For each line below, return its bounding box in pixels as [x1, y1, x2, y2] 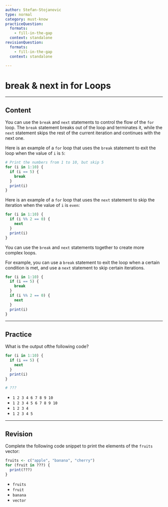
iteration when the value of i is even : [5, 202, 80, 208]
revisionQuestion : [5, 40, 43, 45]
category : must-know [5, 17, 48, 22]
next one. [5, 135, 25, 141]
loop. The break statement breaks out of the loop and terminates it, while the [5, 125, 162, 131]
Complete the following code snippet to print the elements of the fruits [5, 443, 153, 449]
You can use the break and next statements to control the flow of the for [5, 119, 154, 125]
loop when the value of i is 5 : [5, 150, 65, 156]
